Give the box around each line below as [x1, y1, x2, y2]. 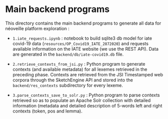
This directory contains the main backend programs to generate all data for [5, 20, 161, 26]
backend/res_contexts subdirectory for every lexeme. [12, 82, 123, 88]
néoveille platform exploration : [5, 25, 70, 31]
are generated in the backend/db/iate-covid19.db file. [12, 51, 124, 57]
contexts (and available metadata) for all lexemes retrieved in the [12, 66, 147, 72]
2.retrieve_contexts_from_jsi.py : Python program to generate [12, 61, 145, 67]
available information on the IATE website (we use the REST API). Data [12, 46, 159, 52]
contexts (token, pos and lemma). [12, 108, 83, 114]
